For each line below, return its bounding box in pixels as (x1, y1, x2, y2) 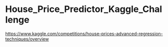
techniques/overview (5, 36, 49, 42)
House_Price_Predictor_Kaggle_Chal (5, 3, 162, 15)
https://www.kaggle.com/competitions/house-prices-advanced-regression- (5, 30, 163, 36)
